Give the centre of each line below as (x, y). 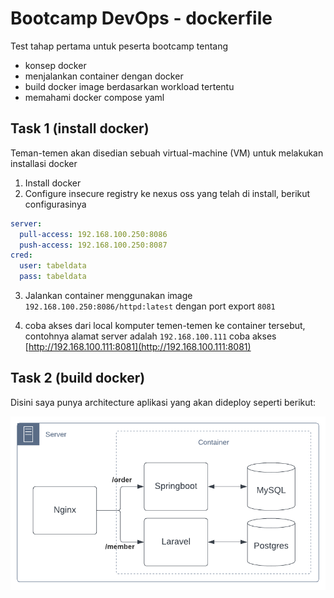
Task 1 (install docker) (80, 128)
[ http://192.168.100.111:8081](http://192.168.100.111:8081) (138, 346)
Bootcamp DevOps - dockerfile (141, 18)
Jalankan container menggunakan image (108, 295)
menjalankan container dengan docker (104, 76)
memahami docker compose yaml (94, 97)
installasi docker (44, 163)
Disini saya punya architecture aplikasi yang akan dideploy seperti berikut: (163, 402)
